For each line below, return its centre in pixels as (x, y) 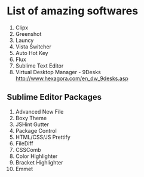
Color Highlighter (36, 156)
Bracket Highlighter (39, 162)
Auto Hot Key (32, 53)
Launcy (24, 40)
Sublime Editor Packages (54, 97)
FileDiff (24, 143)
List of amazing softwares (73, 11)
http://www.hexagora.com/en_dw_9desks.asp (72, 78)
